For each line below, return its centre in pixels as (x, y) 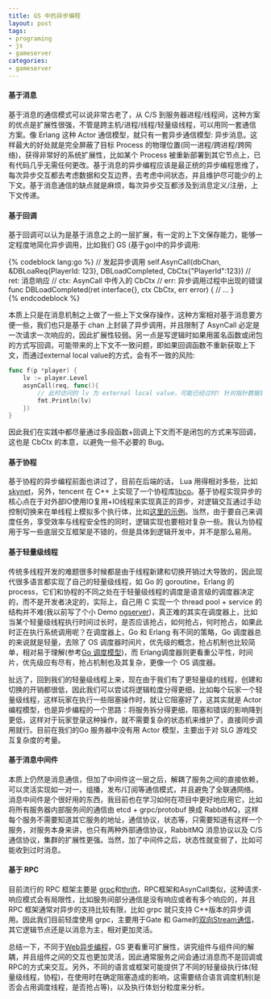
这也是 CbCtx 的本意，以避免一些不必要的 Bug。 (89, 442)
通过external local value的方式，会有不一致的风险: (112, 355)
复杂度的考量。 (40, 740)
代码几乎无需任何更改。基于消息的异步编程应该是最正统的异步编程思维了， (139, 165)
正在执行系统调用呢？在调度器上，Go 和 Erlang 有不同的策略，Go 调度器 (135, 632)
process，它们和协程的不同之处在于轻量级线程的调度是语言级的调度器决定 (131, 591)
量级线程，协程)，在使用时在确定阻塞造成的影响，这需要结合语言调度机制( (131, 977)
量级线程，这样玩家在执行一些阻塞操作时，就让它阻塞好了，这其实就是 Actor (135, 700)
